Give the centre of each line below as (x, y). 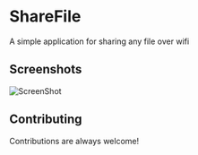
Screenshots (46, 69)
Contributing (46, 120)
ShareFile (45, 17)
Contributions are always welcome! (74, 141)
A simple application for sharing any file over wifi (99, 41)
